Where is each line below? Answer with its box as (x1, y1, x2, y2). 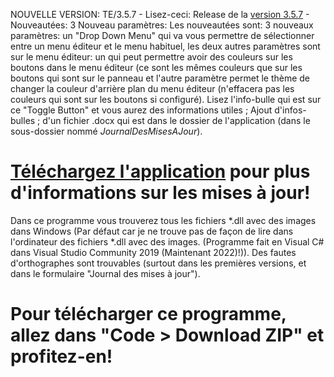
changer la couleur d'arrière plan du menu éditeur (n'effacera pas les (10, 83, 295, 94)
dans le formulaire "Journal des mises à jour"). (10, 267, 201, 279)
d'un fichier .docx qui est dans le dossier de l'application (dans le (42, 115, 311, 126)
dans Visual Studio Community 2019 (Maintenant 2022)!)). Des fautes (10, 246, 297, 258)
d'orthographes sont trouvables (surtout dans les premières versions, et (10, 257, 307, 269)
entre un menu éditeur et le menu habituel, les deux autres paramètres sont (10, 40, 321, 52)
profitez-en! (10, 345, 113, 368)
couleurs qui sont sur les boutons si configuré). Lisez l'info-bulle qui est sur (10, 94, 322, 105)
